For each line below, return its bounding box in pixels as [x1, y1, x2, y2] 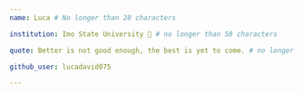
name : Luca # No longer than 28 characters [9, 13, 177, 23]
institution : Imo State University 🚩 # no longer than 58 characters [9, 29, 279, 39]
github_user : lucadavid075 [9, 62, 112, 71]
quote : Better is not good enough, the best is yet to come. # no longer [9, 46, 295, 55]
